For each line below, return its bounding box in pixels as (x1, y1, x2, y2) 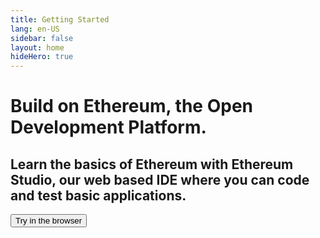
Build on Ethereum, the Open (10, 95, 253, 118)
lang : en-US (10, 24, 60, 34)
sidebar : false (10, 33, 74, 43)
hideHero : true (10, 52, 74, 62)
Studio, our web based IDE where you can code (10, 171, 310, 188)
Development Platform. (10, 116, 207, 139)
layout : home (10, 42, 65, 53)
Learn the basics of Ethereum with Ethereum (10, 156, 294, 173)
